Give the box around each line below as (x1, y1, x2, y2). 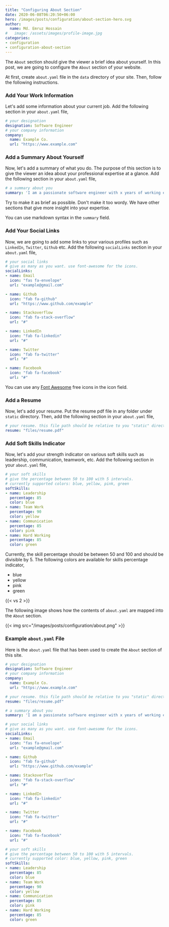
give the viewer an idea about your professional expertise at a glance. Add (5, 170, 159, 177)
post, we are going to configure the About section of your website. (5, 64, 142, 70)
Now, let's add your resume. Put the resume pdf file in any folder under (5, 408, 152, 414)
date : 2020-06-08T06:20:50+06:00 (5, 12, 75, 17)
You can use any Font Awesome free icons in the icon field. (5, 384, 128, 390)
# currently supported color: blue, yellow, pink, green (5, 856, 127, 861)
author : (5, 21, 22, 27)
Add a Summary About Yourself (5, 154, 84, 161)
